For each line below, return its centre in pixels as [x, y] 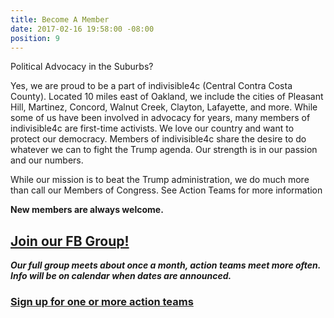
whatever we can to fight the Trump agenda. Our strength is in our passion [164, 150]
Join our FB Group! [70, 241]
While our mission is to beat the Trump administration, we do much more [160, 180]
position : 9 [35, 38]
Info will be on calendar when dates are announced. [121, 276]
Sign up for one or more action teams [102, 302]
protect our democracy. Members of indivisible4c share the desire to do [158, 139]
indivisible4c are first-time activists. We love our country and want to [152, 128]
